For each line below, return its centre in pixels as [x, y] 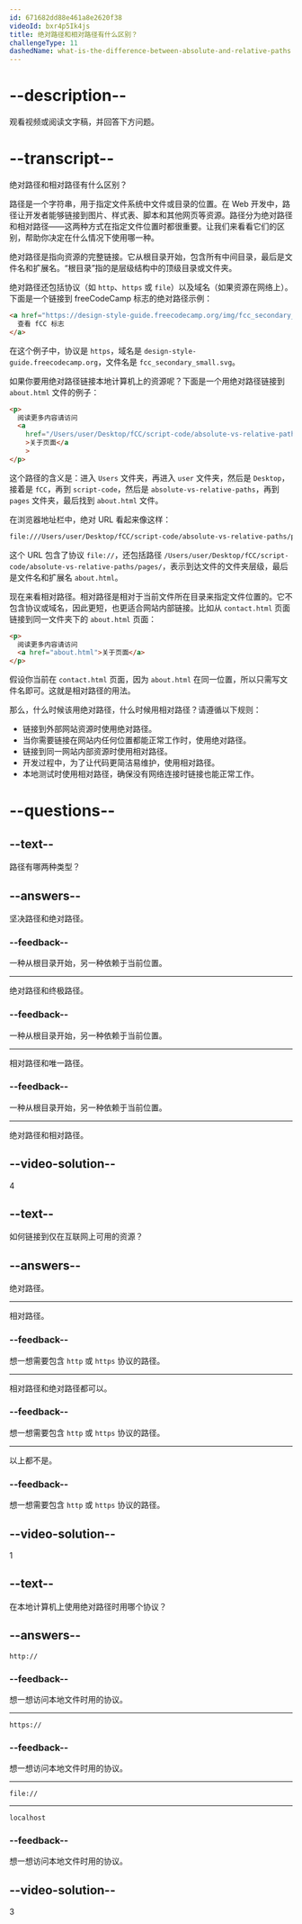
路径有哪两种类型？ [45, 867]
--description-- [68, 96]
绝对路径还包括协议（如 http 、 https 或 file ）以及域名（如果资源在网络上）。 [151, 287]
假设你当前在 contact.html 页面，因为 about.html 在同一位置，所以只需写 [145, 680]
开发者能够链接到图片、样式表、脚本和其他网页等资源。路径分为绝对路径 [159, 215]
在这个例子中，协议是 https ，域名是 [75, 350]
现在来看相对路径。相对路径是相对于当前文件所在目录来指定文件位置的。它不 [151, 596]
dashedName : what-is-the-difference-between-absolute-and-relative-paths [151, 51]
